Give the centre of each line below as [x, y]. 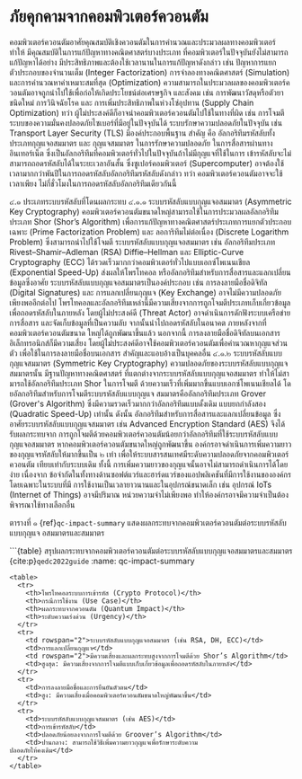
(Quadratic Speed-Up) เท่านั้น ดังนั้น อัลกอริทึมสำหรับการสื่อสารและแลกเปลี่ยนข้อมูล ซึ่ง [145, 413]
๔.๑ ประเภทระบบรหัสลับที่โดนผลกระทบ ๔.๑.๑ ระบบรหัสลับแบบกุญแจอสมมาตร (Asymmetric [151, 201]
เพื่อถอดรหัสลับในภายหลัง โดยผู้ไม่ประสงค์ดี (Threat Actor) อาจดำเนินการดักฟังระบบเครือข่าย [150, 313]
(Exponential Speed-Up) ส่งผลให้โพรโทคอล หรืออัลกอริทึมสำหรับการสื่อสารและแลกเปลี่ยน [150, 272]
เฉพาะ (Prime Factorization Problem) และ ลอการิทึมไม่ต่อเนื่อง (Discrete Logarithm [149, 232]
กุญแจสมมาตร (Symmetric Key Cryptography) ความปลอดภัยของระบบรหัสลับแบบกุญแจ [149, 363]
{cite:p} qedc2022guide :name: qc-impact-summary [102, 561]
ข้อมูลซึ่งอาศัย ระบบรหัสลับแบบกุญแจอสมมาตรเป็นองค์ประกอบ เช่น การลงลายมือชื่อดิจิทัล [138, 282]
